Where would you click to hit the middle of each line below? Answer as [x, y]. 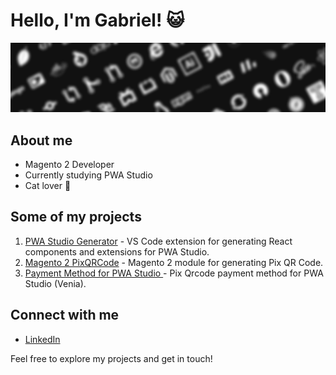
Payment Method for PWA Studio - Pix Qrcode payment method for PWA [174, 273]
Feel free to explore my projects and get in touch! [111, 358]
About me [41, 140]
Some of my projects [76, 217]
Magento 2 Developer [69, 164]
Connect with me [65, 315]
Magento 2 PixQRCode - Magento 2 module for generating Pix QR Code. [174, 262]
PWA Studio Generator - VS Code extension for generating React [158, 241]
